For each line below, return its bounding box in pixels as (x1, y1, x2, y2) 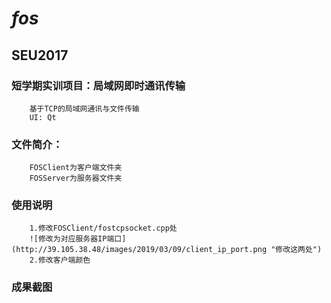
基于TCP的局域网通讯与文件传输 (29, 103, 140, 114)
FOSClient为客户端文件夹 (29, 163, 123, 173)
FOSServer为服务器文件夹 (29, 173, 123, 184)
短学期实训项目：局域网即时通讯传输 (11, 78, 186, 92)
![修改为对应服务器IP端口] (29, 234, 127, 244)
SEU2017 (11, 47, 69, 64)
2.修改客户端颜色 (29, 255, 91, 266)
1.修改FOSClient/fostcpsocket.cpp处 (29, 223, 178, 234)
